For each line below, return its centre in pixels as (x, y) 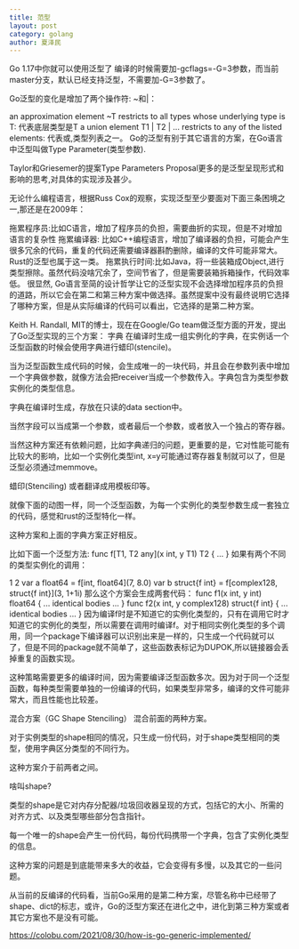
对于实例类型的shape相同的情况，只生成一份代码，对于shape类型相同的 (141, 737)
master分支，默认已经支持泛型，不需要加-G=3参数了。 (110, 80)
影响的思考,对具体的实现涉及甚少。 (73, 180)
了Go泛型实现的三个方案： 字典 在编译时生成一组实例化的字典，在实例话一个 (149, 336)
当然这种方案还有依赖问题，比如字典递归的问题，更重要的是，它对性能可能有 (149, 445)
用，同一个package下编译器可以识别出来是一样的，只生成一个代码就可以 (142, 636)
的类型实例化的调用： (48, 565)
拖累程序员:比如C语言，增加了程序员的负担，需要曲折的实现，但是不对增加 (146, 229)
